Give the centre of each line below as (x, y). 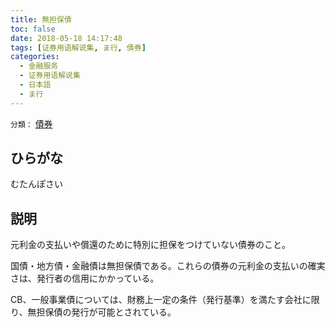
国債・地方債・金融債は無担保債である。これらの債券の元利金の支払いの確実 (168, 266)
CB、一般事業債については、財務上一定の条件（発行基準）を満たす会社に (161, 300)
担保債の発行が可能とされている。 (106, 312)
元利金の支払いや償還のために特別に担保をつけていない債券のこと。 (150, 245)
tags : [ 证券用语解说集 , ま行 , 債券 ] (78, 47)
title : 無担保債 (41, 19)
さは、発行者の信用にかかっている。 (85, 278)
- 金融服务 (39, 66)
